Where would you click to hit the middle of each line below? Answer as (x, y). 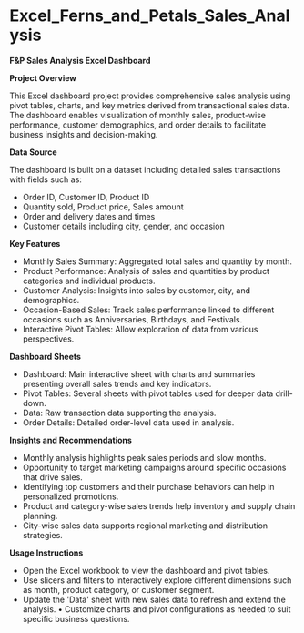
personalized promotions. (71, 496)
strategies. (43, 535)
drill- (284, 393)
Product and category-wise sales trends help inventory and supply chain (159, 505)
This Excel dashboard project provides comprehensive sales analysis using (150, 96)
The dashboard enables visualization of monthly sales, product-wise (138, 115)
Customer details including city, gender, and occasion (123, 226)
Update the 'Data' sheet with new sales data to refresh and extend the (154, 599)
